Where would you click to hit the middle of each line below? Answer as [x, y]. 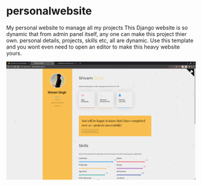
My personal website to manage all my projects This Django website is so [97, 28]
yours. [14, 53]
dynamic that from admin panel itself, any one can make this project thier [96, 34]
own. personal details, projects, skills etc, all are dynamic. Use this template [100, 40]
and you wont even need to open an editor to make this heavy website [93, 47]
